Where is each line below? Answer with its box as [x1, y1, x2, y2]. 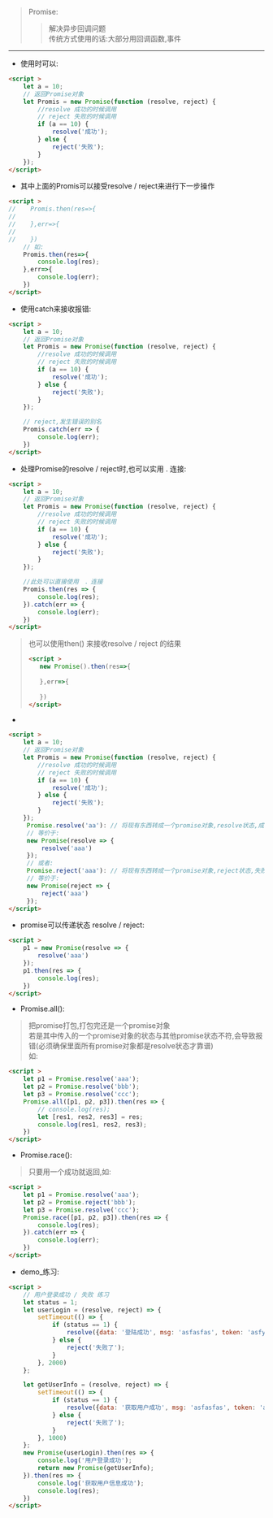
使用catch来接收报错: [19, 304, 92, 314]
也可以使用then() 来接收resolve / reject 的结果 [28, 639, 181, 648]
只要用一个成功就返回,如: [28, 1167, 111, 1177]
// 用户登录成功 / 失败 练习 [23, 1290, 110, 1299]
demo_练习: [19, 1267, 59, 1277]
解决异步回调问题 [48, 24, 106, 33]
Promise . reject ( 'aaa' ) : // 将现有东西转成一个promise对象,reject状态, [26, 867, 254, 875]
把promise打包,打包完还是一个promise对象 [28, 1021, 171, 1030]
